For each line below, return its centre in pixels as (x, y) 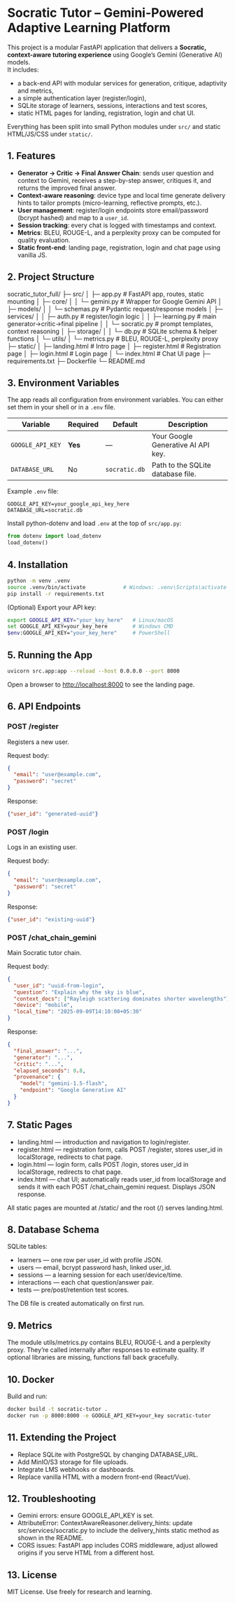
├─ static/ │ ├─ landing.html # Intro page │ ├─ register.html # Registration (114, 346)
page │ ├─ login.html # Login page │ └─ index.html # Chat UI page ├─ (109, 353)
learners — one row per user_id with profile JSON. (90, 1260)
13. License (32, 1575)
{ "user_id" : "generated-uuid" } (53, 814)
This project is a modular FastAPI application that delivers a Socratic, (107, 47)
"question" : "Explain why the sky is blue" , (79, 992)
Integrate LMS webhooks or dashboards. (76, 1469)
